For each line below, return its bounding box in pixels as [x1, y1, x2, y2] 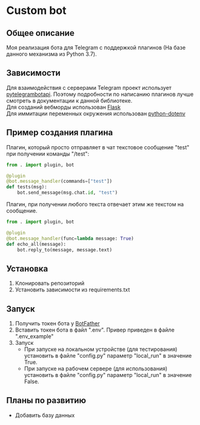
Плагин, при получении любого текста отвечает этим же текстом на [6, 201, 184, 208]
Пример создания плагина [6, 127, 113, 138]
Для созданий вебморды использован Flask [6, 103, 121, 110]
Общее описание [6, 28, 75, 38]
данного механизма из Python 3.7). [6, 50, 97, 58]
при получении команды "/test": [6, 150, 90, 157]
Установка [6, 263, 48, 274]
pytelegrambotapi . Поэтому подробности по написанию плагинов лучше [6, 90, 194, 98]
